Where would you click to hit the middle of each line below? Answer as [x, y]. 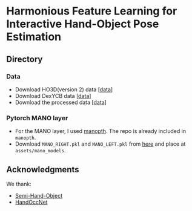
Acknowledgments [43, 170]
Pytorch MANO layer [37, 118]
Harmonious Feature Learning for [92, 11]
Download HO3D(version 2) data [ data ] [64, 89]
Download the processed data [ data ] [61, 102]
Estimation [34, 37]
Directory [25, 59]
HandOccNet [31, 202]
